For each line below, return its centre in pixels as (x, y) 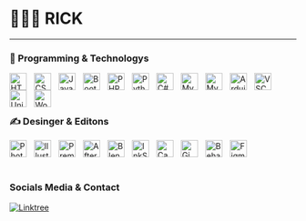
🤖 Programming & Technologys (79, 58)
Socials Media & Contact (65, 187)
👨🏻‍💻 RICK (46, 19)
